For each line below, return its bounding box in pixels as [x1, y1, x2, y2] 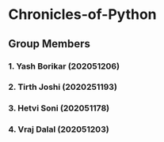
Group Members [8, 37, 91, 50]
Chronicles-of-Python [8, 6, 157, 24]
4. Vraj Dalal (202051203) [8, 124, 109, 135]
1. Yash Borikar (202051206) [8, 61, 120, 72]
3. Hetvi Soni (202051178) [8, 103, 109, 114]
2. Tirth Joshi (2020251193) [8, 81, 117, 92]
